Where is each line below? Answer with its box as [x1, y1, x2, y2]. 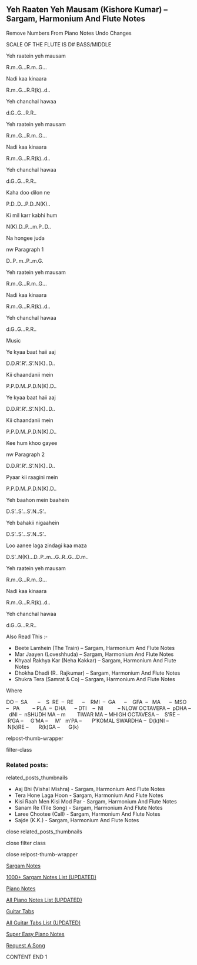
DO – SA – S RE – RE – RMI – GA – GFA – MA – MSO [6, 698, 187, 705]
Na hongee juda [6, 234, 45, 242]
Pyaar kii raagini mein [6, 473, 58, 481]
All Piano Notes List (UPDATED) [6, 896, 82, 904]
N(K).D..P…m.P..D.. [6, 223, 51, 230]
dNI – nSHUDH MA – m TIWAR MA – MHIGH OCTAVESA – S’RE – [8, 711, 181, 718]
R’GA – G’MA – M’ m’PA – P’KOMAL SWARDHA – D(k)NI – [7, 717, 169, 724]
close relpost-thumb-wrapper [6, 851, 78, 858]
